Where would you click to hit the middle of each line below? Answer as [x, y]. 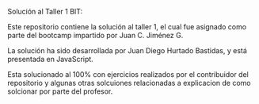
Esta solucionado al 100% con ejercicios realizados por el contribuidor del [128, 74]
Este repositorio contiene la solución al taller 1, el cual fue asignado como [127, 27]
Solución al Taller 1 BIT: [45, 12]
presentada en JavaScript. [51, 59]
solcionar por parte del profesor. [60, 91]
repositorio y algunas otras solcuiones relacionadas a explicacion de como [129, 83]
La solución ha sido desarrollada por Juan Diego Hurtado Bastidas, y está [127, 50]
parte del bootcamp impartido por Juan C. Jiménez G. [95, 35]
